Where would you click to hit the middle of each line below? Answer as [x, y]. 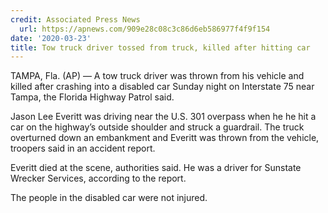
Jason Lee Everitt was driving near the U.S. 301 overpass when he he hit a [163, 117]
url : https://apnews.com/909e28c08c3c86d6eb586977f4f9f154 [145, 29]
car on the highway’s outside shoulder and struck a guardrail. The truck [157, 127]
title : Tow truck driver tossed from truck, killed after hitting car [160, 47]
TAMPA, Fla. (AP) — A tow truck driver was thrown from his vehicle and [157, 76]
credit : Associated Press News [75, 19]
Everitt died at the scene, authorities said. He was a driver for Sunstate [156, 168]
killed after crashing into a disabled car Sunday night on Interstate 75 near [162, 87]
